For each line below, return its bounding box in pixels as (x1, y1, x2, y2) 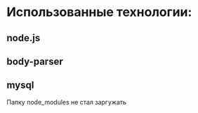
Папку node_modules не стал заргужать (6, 98, 127, 106)
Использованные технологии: (6, 4, 192, 20)
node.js (6, 32, 41, 44)
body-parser (6, 55, 64, 67)
